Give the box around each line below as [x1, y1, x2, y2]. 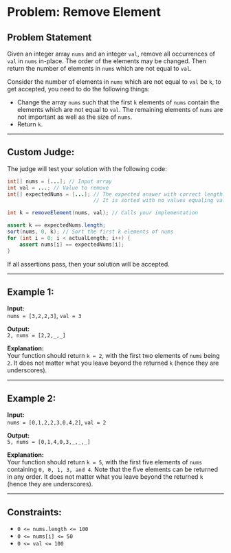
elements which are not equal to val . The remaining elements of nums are [16, 106, 223, 113]
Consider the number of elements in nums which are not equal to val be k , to [7, 78, 221, 86]
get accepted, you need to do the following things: [7, 85, 150, 93]
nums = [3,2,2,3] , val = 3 [7, 312, 82, 320]
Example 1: [7, 286, 54, 297]
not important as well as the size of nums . [16, 113, 133, 121]
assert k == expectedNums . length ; [7, 222, 107, 229]
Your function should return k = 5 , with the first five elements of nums [7, 458, 203, 466]
